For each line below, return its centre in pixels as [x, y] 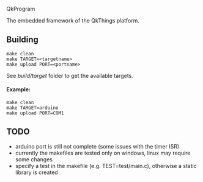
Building [22, 40]
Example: [19, 89]
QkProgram [21, 9]
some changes [34, 159]
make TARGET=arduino [33, 108]
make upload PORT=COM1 [35, 113]
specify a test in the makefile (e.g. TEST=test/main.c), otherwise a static [106, 166]
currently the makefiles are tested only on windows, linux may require [103, 153]
